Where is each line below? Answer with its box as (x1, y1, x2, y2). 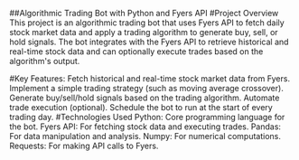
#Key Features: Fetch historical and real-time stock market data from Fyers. (9, 73, 291, 84)
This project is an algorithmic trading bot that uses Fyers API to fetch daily (9, 17, 285, 28)
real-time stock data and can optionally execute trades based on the (9, 46, 264, 57)
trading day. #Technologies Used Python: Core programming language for (9, 112, 285, 122)
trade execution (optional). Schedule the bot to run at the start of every (9, 102, 273, 112)
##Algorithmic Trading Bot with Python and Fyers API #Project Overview (9, 8, 279, 18)
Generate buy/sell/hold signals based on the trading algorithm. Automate (9, 92, 280, 103)
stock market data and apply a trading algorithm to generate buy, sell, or (9, 27, 278, 37)
